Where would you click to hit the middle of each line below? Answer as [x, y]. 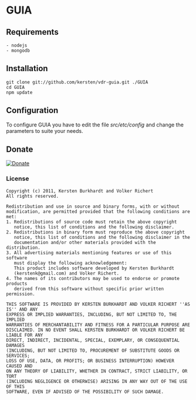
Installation [27, 69]
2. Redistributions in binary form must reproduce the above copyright [95, 232]
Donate [20, 150]
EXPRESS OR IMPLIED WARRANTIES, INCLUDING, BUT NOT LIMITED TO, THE [92, 314]
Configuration [32, 110]
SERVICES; [18, 356]
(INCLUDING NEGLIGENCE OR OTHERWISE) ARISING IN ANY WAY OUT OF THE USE [97, 381]
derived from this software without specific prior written [89, 289]
